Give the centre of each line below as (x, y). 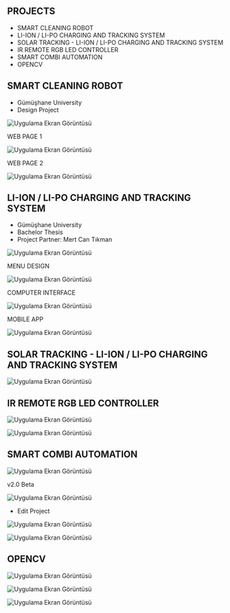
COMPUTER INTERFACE (41, 293)
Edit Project (33, 511)
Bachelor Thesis (40, 232)
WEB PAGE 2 (25, 163)
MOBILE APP (25, 319)
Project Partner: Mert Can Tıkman (65, 240)
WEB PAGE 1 (25, 136)
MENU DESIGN (28, 266)
